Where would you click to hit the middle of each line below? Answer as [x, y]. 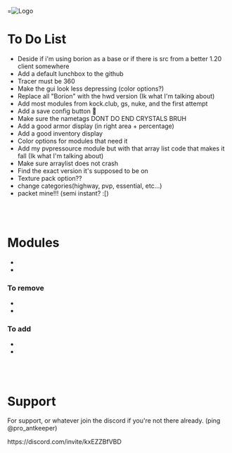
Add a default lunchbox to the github [71, 73]
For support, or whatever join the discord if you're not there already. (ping [114, 421]
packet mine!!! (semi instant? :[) [63, 193]
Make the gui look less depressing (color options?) [91, 89]
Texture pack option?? [50, 178]
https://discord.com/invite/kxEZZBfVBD [64, 442]
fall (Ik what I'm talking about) [60, 155]
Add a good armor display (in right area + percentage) [96, 126]
